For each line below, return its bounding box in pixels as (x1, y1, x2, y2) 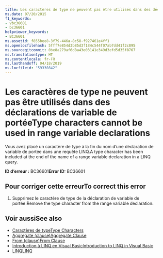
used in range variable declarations (5, 128, 150, 138)
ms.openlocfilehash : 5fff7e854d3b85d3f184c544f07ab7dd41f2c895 (5, 43, 136, 48)
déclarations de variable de (5, 107, 117, 118)
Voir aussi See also (5, 214, 62, 223)
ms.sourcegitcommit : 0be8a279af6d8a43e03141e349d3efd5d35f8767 (5, 47, 136, 52)
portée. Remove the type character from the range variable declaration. (12, 200, 154, 206)
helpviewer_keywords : (5, 30, 49, 34)
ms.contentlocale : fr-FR (5, 57, 55, 61)
